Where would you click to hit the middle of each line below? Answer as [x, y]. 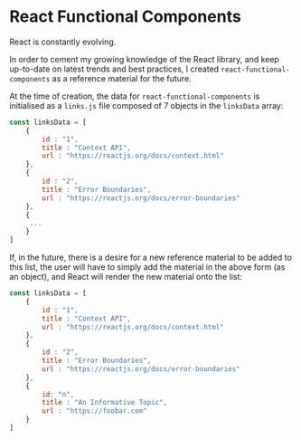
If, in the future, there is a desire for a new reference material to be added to [150, 258]
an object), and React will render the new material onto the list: [126, 277]
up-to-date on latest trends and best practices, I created [114, 69]
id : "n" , [58, 394]
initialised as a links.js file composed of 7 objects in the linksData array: [146, 105]
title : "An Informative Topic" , [105, 403]
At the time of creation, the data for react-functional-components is [135, 96]
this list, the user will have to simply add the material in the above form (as [147, 267]
